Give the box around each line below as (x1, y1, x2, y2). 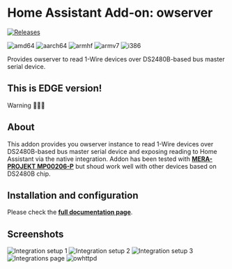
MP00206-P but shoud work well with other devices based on (37, 162, 217, 170)
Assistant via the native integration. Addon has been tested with (7, 155, 190, 163)
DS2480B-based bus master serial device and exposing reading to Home (7, 147, 217, 155)
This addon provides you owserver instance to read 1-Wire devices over (7, 139, 214, 148)
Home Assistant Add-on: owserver (7, 5, 213, 21)
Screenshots (7, 228, 64, 240)
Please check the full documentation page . (7, 208, 133, 217)
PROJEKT (7, 162, 36, 170)
